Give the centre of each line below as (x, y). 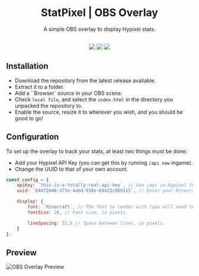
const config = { (28, 180)
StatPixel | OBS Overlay (99, 13)
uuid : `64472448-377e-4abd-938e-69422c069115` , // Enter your (95, 191)
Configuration (33, 137)
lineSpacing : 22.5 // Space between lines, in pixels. (97, 223)
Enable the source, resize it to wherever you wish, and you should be (99, 112)
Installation (27, 66)
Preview (22, 253)
